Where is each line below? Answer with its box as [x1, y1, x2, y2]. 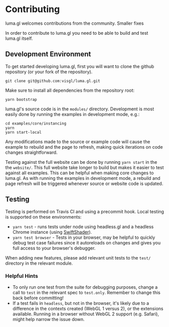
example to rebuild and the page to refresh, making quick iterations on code [5, 144, 163, 150]
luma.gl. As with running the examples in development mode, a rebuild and [5, 175, 160, 181]
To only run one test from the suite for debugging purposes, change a [12, 284, 158, 290]
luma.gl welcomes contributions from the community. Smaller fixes [5, 20, 144, 26]
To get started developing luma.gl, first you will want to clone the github [5, 63, 154, 69]
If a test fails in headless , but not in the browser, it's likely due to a [12, 300, 149, 306]
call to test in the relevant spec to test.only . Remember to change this [12, 289, 160, 295]
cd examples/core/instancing [5, 121, 67, 126]
